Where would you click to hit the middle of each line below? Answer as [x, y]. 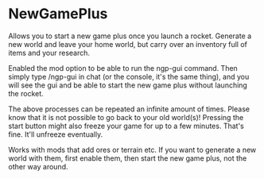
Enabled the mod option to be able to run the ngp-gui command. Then [123, 68]
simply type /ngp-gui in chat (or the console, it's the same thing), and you [129, 76]
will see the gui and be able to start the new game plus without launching [128, 85]
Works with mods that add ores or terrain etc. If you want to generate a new [132, 150]
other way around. [38, 166]
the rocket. [26, 93]
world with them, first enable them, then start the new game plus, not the [128, 158]
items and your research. [49, 53]
